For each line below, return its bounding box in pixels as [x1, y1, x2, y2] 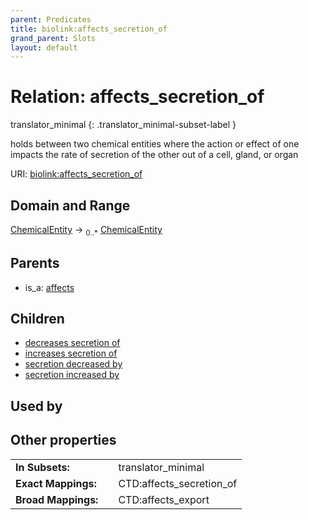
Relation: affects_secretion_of [10, 86, 265, 108]
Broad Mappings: [15, 492, 99, 506]
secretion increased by [24, 369, 120, 381]
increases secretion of [24, 347, 118, 360]
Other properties [10, 432, 117, 449]
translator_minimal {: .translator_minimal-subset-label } [10, 119, 237, 131]
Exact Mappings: [15, 476, 97, 490]
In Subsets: [15, 460, 70, 474]
